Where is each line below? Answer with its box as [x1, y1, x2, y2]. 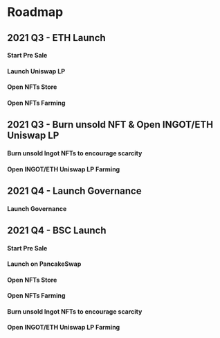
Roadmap [7, 4, 64, 20]
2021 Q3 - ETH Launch [7, 32, 106, 44]
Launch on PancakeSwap [7, 260, 82, 268]
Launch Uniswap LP [7, 67, 66, 75]
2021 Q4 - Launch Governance [7, 185, 142, 196]
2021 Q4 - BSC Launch [7, 224, 107, 236]
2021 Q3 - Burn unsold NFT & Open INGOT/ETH [7, 119, 213, 130]
